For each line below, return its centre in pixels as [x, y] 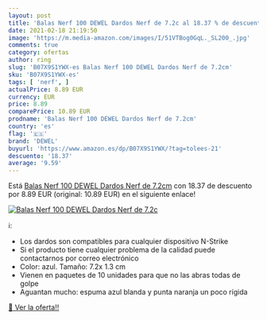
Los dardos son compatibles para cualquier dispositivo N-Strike [124, 241]
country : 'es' [32, 126]
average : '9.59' [35, 164]
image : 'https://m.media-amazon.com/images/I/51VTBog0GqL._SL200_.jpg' [129, 38]
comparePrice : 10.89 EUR [49, 112]
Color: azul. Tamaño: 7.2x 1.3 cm [72, 267]
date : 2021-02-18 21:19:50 [53, 30]
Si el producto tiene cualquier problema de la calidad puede [118, 250]
